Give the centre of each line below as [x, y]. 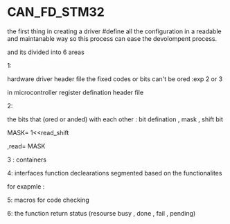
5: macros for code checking [48, 200]
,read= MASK [26, 146]
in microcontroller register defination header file [76, 92]
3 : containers [27, 160]
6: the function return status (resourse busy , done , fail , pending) [101, 213]
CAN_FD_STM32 [56, 12]
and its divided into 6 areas [46, 52]
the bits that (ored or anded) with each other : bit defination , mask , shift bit [115, 119]
